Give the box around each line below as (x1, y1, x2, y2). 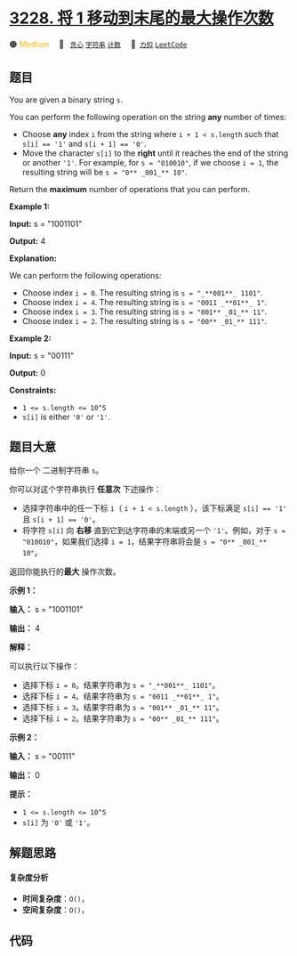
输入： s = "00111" (9, 750, 76, 761)
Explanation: (9, 253, 58, 263)
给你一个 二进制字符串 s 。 (9, 465, 104, 475)
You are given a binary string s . (9, 94, 123, 105)
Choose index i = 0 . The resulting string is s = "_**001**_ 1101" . (21, 287, 264, 298)
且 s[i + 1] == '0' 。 (21, 514, 100, 524)
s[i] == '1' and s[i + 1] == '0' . (21, 138, 147, 149)
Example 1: (9, 201, 51, 212)
